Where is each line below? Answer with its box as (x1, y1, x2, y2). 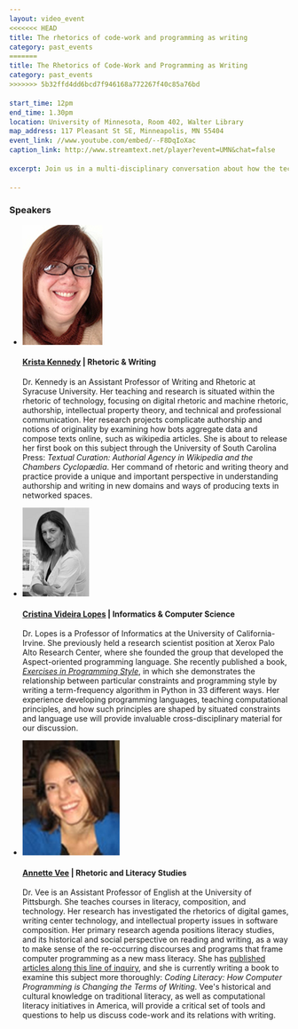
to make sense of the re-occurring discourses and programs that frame (21, 944, 284, 954)
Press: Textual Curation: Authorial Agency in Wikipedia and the (21, 452, 254, 462)
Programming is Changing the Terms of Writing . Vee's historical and (21, 982, 271, 993)
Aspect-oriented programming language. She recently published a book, (21, 657, 287, 667)
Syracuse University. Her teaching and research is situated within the (21, 387, 275, 396)
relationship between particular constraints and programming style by (21, 675, 278, 686)
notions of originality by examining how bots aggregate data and (21, 424, 258, 435)
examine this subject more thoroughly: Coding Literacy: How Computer (21, 972, 282, 983)
